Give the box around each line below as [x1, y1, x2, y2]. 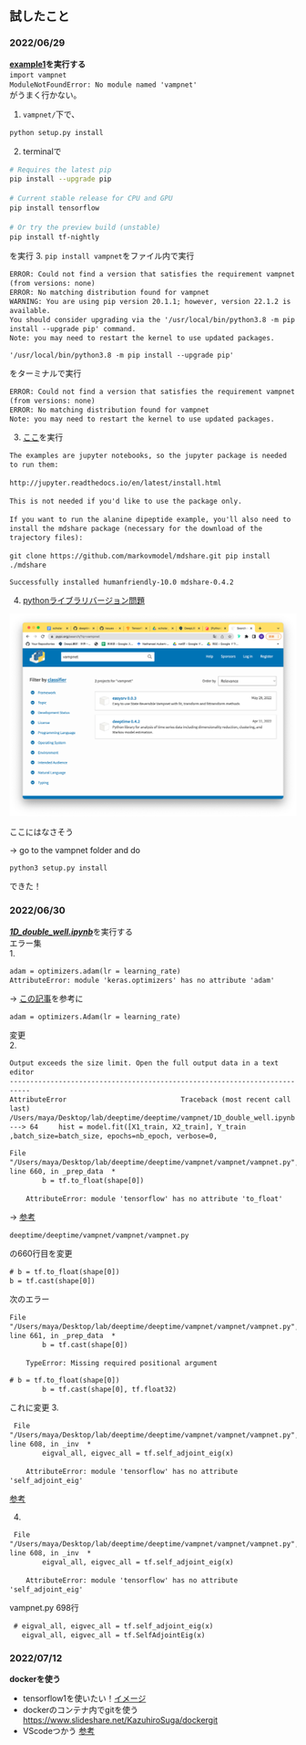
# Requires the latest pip [9, 165, 112, 174]
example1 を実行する [9, 58, 87, 69]
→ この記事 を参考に [9, 993, 84, 1004]
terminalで [22, 145, 62, 157]
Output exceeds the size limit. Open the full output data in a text [9, 1058, 280, 1068]
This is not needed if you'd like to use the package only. [9, 496, 243, 506]
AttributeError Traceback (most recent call [9, 1094, 291, 1104]
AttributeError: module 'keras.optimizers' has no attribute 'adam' [9, 976, 275, 985]
